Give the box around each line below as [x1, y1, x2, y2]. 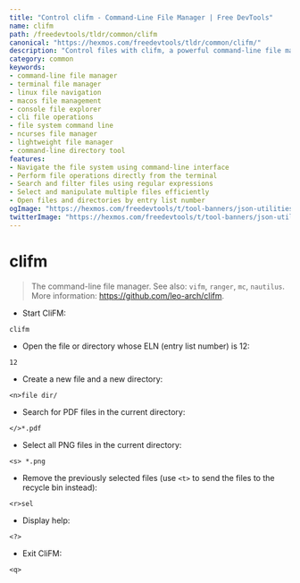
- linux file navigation [9, 88, 102, 97]
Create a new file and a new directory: [21, 373, 163, 384]
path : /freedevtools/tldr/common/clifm [9, 30, 158, 38]
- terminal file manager [9, 80, 102, 89]
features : [9, 154, 46, 164]
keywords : [9, 63, 46, 72]
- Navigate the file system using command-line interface [9, 163, 229, 172]
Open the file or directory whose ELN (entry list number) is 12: [21, 341, 250, 351]
